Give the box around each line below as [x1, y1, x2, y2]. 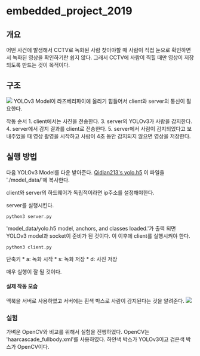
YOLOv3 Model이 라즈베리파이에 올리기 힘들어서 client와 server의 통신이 [13, 97, 185, 105]
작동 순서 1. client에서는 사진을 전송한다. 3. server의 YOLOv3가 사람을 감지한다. [6, 118, 193, 125]
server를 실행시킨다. [6, 201, 54, 208]
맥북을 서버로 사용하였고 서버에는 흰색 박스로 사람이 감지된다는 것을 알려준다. [6, 297, 185, 304]
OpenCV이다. [17, 343, 50, 351]
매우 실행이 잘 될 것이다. [6, 268, 62, 275]
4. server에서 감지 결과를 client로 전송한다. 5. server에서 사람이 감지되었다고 [6, 125, 186, 132]
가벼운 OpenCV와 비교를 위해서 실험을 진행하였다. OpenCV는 [6, 329, 150, 336]
